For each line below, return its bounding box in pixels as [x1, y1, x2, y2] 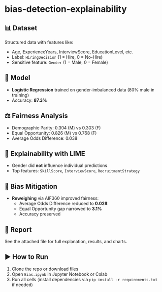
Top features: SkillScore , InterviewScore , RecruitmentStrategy [11, 168, 140, 174]
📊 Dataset [4, 24, 37, 32]
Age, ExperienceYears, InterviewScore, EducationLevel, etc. [11, 49, 133, 55]
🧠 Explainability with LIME [4, 150, 86, 158]
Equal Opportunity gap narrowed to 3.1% [19, 206, 102, 212]
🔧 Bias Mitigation [4, 182, 58, 191]
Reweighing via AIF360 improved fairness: [11, 195, 99, 201]
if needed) [11, 282, 33, 288]
